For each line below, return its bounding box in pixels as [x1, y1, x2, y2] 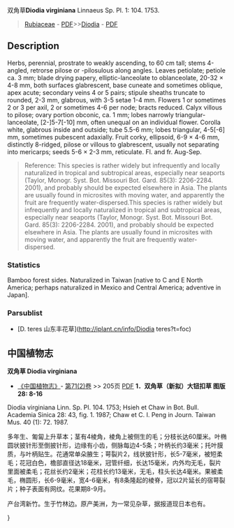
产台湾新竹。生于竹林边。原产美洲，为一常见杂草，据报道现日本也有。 [7, 499, 210, 508]
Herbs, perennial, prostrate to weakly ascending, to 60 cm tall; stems [7, 59, 206, 67]
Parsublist [7, 308, 43, 318]
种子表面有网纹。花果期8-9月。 [19, 485, 110, 493]
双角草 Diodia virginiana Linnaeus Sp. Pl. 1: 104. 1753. [7, 6, 160, 14]
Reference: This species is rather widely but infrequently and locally [24, 161, 220, 169]
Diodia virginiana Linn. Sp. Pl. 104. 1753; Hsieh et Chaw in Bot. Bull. [7, 403, 199, 412]
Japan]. [7, 291, 29, 299]
